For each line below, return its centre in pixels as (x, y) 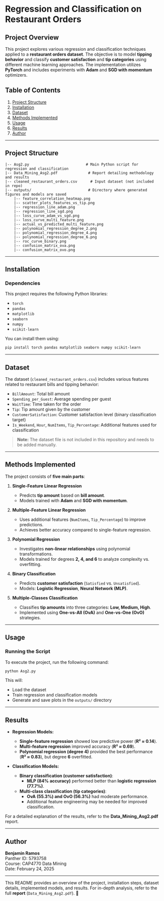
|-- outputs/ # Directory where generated (76, 190)
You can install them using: (32, 339)
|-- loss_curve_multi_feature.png (49, 220)
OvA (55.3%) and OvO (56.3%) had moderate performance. (87, 797)
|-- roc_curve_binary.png (40, 241)
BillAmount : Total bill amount (41, 394)
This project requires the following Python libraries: (57, 294)
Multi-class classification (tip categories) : (63, 791)
